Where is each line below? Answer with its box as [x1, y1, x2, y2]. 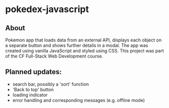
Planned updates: [5, 68, 62, 76]
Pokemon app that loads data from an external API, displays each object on [5, 37, 162, 43]
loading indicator [12, 92, 48, 98]
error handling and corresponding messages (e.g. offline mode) [12, 97, 145, 103]
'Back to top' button [12, 86, 54, 92]
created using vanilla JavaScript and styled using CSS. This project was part [5, 48, 164, 53]
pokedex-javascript [5, 4, 89, 15]
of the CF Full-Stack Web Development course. [5, 53, 103, 59]
